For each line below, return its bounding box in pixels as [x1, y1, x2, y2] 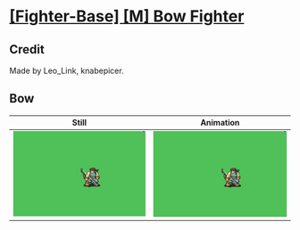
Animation [200, 118, 240, 128]
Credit [9, 42, 45, 57]
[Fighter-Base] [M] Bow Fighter [9, 6, 245, 27]
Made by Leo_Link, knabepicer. [9, 65, 124, 76]
